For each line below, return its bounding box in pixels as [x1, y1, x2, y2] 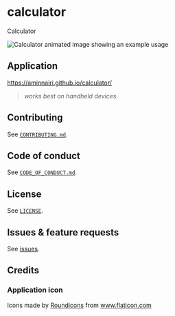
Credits [7, 264, 40, 276]
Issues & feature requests [7, 227, 119, 238]
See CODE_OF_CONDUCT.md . [7, 168, 78, 176]
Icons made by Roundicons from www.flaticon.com [7, 301, 152, 309]
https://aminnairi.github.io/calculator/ [7, 78, 112, 87]
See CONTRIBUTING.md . [7, 130, 68, 138]
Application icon [7, 285, 63, 295]
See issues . [7, 245, 40, 253]
